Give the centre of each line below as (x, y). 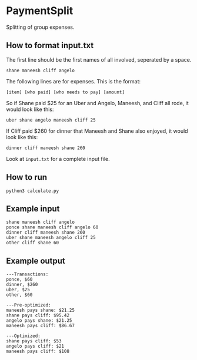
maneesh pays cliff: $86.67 (41, 326)
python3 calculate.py (33, 191)
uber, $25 (18, 290)
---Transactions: (27, 274)
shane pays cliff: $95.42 (38, 315)
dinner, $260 (22, 285)
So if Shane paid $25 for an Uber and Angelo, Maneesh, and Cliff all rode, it (98, 103)
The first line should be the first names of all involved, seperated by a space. (99, 59)
